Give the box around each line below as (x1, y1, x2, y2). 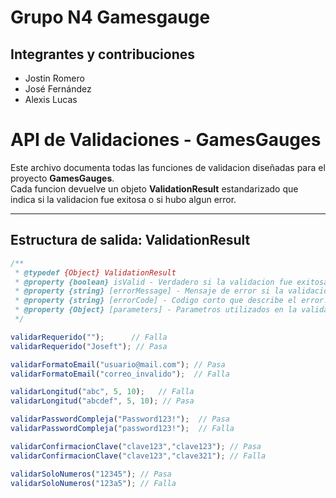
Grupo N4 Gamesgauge (10, 6, 211, 29)
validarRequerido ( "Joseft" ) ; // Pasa (10, 341, 168, 351)
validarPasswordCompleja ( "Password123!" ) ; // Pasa (10, 414, 230, 425)
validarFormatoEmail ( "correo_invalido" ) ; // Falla (10, 369, 230, 379)
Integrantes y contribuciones (10, 46, 196, 63)
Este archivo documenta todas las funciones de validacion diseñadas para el (10, 161, 326, 173)
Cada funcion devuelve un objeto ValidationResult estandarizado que (10, 182, 299, 195)
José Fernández (24, 83, 92, 95)
